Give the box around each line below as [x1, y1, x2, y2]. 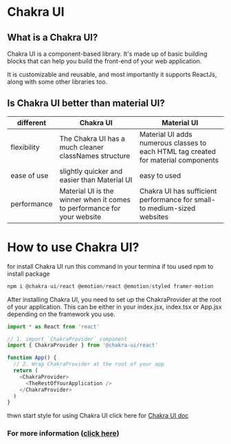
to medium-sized [139, 203, 196, 213]
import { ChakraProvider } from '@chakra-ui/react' [7, 342, 158, 349]
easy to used [139, 170, 181, 180]
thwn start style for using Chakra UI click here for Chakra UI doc [7, 412, 189, 420]
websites [139, 212, 168, 221]
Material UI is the [59, 186, 114, 196]
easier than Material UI [59, 175, 133, 184]
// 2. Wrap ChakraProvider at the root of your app [13, 361, 165, 368]
